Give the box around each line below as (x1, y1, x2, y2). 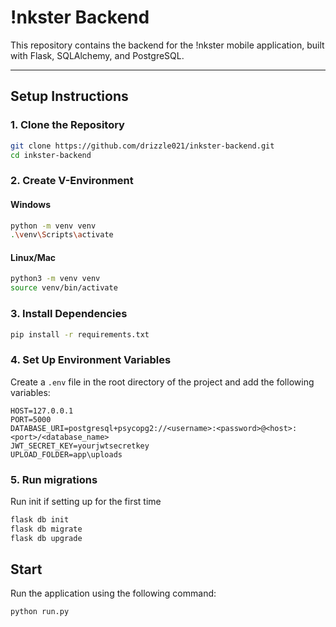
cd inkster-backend (10, 150, 92, 160)
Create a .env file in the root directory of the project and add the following (10, 376, 315, 388)
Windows (10, 198, 51, 210)
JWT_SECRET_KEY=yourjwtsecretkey (10, 441, 150, 451)
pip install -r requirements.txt (10, 329, 150, 340)
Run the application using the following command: (10, 587, 217, 600)
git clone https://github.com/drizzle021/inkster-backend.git (10, 141, 275, 151)
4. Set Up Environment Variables (10, 353, 172, 367)
